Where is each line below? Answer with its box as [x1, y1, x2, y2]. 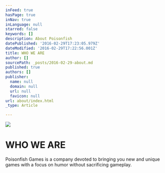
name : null [10, 79, 33, 84]
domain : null [10, 84, 38, 89]
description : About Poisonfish [5, 36, 72, 42]
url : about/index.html [5, 98, 54, 103]
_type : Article [5, 103, 38, 108]
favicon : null [10, 93, 40, 99]
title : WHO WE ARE [5, 50, 45, 55]
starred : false [5, 27, 38, 32]
